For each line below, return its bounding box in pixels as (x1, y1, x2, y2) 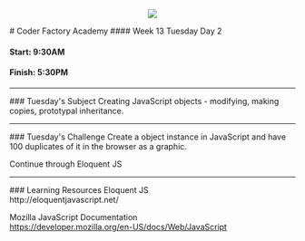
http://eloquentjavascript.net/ (9, 194, 120, 205)
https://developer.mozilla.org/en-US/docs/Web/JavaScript (9, 221, 227, 232)
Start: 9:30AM (9, 46, 65, 57)
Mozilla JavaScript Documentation (9, 211, 138, 222)
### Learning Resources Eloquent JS (9, 184, 150, 195)
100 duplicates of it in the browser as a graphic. (9, 140, 188, 151)
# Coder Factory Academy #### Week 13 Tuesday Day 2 (9, 25, 222, 36)
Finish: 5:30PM (9, 67, 69, 78)
